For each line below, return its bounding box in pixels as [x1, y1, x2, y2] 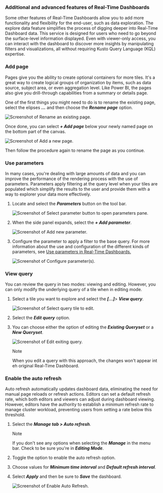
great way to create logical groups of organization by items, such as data [5, 79, 151, 85]
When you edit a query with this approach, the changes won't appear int [12, 358, 157, 364]
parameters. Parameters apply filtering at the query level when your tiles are [5, 181, 158, 186]
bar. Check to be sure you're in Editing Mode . [12, 445, 104, 451]
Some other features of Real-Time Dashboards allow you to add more [5, 15, 145, 21]
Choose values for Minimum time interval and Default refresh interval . [12, 464, 157, 470]
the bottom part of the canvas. [5, 128, 66, 134]
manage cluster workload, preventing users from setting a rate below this [5, 407, 152, 413]
